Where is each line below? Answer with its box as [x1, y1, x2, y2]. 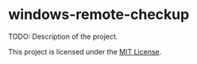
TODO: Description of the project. [8, 32, 118, 41]
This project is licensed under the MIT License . [8, 47, 162, 56]
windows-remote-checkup [8, 6, 190, 24]
